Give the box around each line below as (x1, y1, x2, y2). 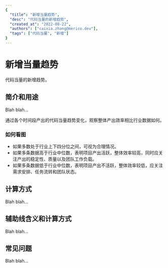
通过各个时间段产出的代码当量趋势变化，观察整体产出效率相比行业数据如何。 (5, 117, 164, 123)
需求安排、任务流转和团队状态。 (12, 168, 79, 174)
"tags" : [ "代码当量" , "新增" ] (10, 31, 69, 36)
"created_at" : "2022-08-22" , (10, 21, 71, 27)
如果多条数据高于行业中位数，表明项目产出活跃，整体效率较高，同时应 (12, 150, 159, 156)
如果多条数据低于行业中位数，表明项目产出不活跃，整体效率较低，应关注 (12, 162, 163, 168)
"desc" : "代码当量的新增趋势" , (10, 17, 69, 22)
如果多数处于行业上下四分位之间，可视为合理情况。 (12, 143, 119, 149)
